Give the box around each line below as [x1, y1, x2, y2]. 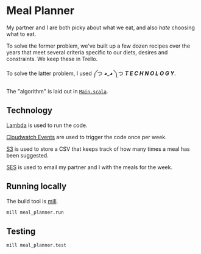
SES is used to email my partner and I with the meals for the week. [6, 163, 172, 171]
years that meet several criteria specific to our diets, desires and [6, 48, 168, 56]
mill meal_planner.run [6, 209, 64, 216]
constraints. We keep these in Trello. [6, 55, 98, 62]
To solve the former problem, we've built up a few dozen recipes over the [6, 42, 191, 49]
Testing [6, 226, 36, 236]
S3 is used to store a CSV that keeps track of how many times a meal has [6, 145, 190, 153]
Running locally [6, 181, 67, 192]
